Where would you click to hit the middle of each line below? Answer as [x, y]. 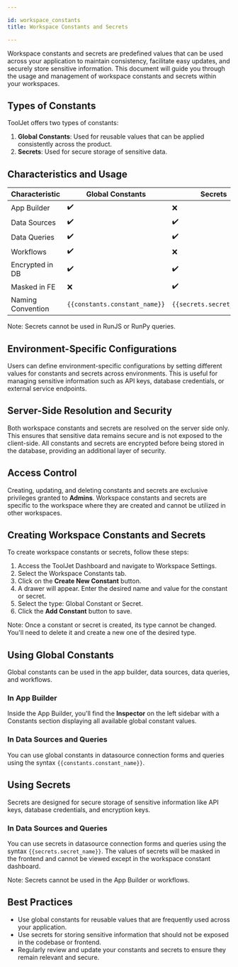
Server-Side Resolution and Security [90, 411]
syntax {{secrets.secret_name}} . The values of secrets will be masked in [114, 851]
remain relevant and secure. [58, 957]
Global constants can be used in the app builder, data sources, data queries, [119, 672]
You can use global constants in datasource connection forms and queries [116, 755]
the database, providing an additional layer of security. [87, 450]
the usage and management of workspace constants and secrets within [112, 76]
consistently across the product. [64, 144]
